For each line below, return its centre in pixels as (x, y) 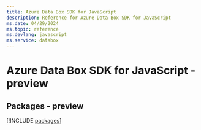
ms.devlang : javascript (37, 35)
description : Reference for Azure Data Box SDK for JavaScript (89, 18)
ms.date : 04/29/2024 (33, 23)
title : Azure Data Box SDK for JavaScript (61, 12)
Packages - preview (45, 106)
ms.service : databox (33, 40)
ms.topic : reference (33, 29)
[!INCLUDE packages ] (34, 121)
